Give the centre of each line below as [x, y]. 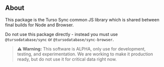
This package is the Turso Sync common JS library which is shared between [82, 19]
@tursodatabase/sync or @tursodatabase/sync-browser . [59, 39]
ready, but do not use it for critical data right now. [67, 59]
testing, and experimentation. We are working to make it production [85, 54]
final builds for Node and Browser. [39, 25]
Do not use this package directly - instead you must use [61, 34]
